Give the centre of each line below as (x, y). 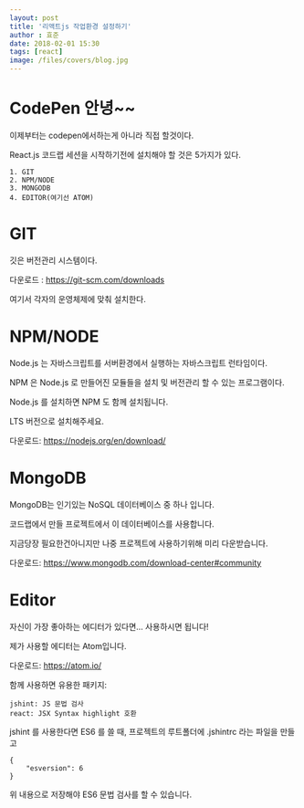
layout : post (34, 18)
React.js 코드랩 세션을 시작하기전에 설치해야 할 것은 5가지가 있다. (126, 154)
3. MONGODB (30, 188)
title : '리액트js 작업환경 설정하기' (71, 26)
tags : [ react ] (37, 52)
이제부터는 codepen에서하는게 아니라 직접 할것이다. (102, 135)
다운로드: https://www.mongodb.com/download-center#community (136, 562)
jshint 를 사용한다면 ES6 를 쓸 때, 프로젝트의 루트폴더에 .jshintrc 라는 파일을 (144, 731)
